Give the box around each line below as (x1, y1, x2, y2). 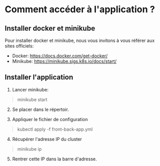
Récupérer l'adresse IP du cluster (12, 136, 82, 142)
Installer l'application (5, 73, 74, 82)
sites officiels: (5, 43, 34, 49)
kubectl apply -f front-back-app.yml (17, 126, 93, 132)
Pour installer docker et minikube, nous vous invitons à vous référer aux (5, 37, 155, 43)
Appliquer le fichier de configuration (12, 116, 88, 122)
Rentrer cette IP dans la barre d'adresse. (12, 156, 97, 162)
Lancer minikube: (12, 86, 49, 92)
